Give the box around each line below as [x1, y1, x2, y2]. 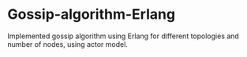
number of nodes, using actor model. [7, 39, 128, 48]
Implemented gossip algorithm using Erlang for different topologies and [7, 31, 240, 41]
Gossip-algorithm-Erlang [7, 5, 175, 23]
